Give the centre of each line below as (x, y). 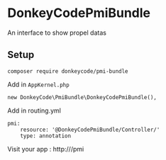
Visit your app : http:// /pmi (46, 149)
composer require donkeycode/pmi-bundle (68, 71)
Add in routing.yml (34, 110)
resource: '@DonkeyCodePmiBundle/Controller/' (90, 130)
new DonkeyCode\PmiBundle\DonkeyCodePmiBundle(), (82, 97)
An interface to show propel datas (57, 33)
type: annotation (46, 136)
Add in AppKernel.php (38, 84)
